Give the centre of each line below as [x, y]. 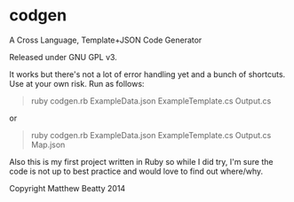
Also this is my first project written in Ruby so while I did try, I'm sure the [141, 161]
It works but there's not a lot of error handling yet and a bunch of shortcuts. [147, 74]
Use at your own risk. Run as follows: [77, 83]
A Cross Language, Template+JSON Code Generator [106, 40]
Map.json [48, 144]
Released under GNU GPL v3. [63, 57]
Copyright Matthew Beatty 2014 [68, 188]
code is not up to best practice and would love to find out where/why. [136, 171]
